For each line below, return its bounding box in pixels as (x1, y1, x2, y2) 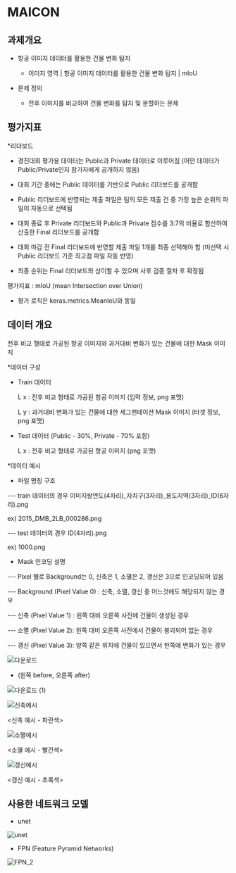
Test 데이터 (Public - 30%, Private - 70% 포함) (17, 431, 150, 440)
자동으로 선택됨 (30, 203, 73, 212)
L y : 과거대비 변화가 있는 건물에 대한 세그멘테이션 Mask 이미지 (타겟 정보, (17, 408, 221, 416)
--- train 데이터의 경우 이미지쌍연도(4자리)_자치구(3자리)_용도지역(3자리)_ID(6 (7, 491, 224, 500)
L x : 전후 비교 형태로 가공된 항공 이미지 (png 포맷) (17, 446, 156, 455)
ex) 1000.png (7, 543, 46, 551)
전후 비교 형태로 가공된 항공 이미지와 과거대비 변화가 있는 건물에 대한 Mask (7, 339, 213, 347)
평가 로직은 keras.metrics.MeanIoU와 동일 (17, 296, 136, 305)
